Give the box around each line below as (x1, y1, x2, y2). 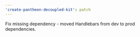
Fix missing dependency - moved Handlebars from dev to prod (5, 21, 135, 27)
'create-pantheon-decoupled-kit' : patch (5, 7, 91, 12)
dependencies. (5, 26, 36, 32)
